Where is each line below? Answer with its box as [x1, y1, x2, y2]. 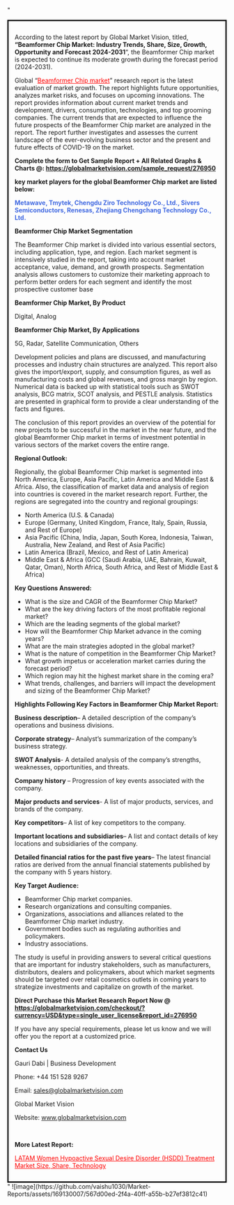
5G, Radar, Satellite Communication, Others [15, 339, 139, 347]
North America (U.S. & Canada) [24, 511, 115, 519]
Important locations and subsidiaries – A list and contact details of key [15, 832, 218, 840]
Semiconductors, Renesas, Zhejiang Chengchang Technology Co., [15, 206, 212, 214]
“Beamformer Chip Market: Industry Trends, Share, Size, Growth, [15, 41, 208, 48]
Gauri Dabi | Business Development [15, 1059, 116, 1067]
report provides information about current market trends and [15, 99, 188, 107]
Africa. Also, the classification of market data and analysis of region [15, 482, 209, 491]
